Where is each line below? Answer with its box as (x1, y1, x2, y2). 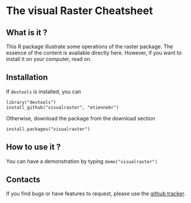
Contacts (6, 175, 41, 185)
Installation (6, 72, 48, 83)
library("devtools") (6, 99, 57, 105)
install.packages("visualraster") (6, 126, 91, 132)
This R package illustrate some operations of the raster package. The (6, 43, 173, 50)
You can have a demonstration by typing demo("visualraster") (6, 157, 158, 165)
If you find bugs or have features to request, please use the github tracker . (6, 190, 186, 197)
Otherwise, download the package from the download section (6, 114, 155, 121)
